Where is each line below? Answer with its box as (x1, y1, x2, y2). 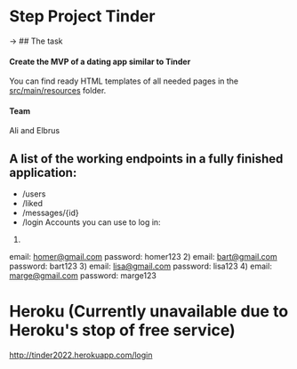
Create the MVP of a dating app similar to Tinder (9, 56, 191, 67)
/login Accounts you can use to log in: (21, 217, 162, 228)
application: (9, 164, 77, 180)
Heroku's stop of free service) (9, 320, 236, 341)
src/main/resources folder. (9, 85, 107, 96)
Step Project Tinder (9, 6, 156, 27)
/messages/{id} (21, 207, 79, 219)
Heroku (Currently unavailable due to (9, 301, 289, 322)
